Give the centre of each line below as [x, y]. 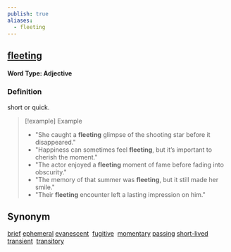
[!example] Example [53, 121]
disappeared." [55, 142]
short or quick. [29, 107]
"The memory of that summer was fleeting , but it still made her [127, 179]
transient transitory [36, 241]
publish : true [28, 14]
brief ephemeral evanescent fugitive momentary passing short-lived [108, 234]
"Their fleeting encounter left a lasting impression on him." [120, 194]
